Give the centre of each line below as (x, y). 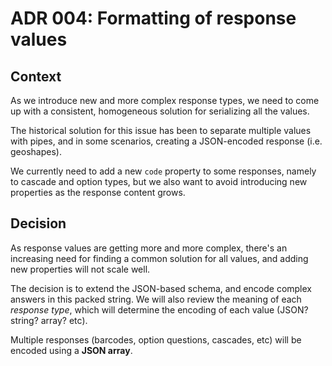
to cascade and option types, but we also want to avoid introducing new (159, 181)
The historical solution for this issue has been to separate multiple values (161, 130)
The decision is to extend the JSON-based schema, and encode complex (161, 288)
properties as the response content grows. (98, 192)
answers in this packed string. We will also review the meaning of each (156, 299)
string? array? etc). (49, 320)
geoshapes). (36, 151)
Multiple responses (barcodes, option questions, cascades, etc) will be (156, 339)
